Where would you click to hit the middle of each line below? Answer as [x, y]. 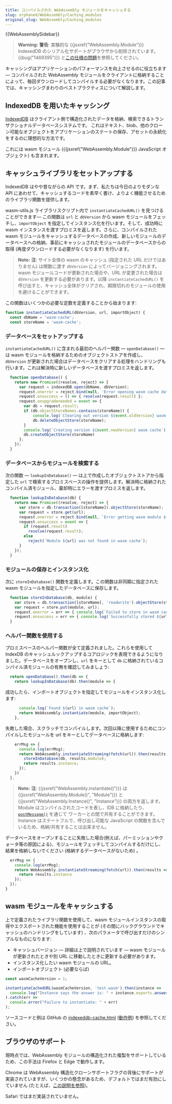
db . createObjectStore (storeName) [59, 435]
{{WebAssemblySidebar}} [33, 34]
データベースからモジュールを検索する [52, 463]
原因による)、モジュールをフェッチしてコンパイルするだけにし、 [95, 844]
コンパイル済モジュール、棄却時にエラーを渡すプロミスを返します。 [77, 488]
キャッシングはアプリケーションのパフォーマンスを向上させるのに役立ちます [86, 69]
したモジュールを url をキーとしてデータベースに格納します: [81, 735]
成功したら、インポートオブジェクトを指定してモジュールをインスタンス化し [86, 692]
